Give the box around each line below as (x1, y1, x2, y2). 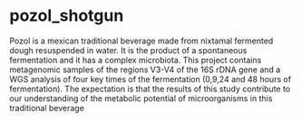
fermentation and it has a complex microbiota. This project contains (9, 54, 262, 65)
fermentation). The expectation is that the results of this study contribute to (9, 83, 291, 94)
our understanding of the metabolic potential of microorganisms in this (9, 92, 273, 104)
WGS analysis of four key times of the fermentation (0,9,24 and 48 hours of (9, 73, 292, 84)
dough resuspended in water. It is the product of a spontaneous (9, 44, 248, 55)
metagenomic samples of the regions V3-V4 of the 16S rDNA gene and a (9, 64, 281, 75)
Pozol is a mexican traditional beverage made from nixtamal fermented (9, 35, 274, 46)
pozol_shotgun (9, 5, 124, 26)
